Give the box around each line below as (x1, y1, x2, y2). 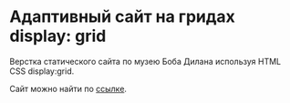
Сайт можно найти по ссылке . (9, 83, 128, 94)
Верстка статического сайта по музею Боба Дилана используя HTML (9, 56, 281, 67)
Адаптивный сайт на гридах (9, 6, 235, 27)
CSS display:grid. (9, 66, 75, 77)
